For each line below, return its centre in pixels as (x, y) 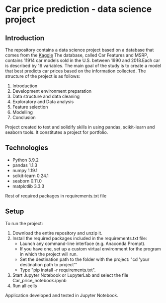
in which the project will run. (49, 254)
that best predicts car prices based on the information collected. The (76, 71)
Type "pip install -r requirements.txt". (58, 270)
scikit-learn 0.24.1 (30, 176)
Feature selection (30, 107)
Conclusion (24, 117)
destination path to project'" (48, 264)
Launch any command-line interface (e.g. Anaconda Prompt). (83, 243)
